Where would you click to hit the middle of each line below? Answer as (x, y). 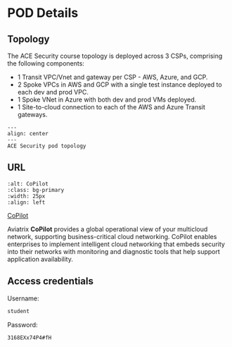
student (19, 311)
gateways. (32, 115)
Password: (22, 324)
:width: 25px (26, 196)
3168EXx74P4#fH (30, 337)
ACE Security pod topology (47, 146)
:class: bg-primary (36, 190)
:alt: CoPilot (28, 184)
